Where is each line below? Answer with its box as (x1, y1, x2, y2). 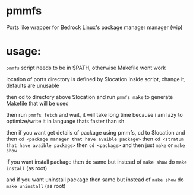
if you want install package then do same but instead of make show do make (6, 158, 187, 165)
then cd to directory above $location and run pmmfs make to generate (6, 93, 173, 100)
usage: (6, 44, 42, 58)
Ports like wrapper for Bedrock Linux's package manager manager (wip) (6, 24, 183, 31)
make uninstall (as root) (6, 182, 66, 189)
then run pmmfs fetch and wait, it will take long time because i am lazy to (6, 111, 183, 118)
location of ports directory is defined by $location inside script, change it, (6, 75, 186, 82)
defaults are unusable (6, 82, 59, 89)
